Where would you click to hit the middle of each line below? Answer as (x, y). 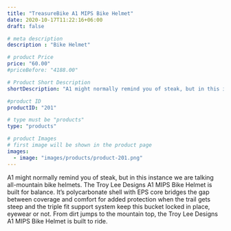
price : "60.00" (29, 64)
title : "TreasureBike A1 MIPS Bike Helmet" (70, 13)
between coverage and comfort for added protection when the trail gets (109, 199)
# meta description (35, 38)
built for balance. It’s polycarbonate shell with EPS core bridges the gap (108, 192)
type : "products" (32, 126)
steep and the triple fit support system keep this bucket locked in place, (109, 206)
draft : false (26, 26)
